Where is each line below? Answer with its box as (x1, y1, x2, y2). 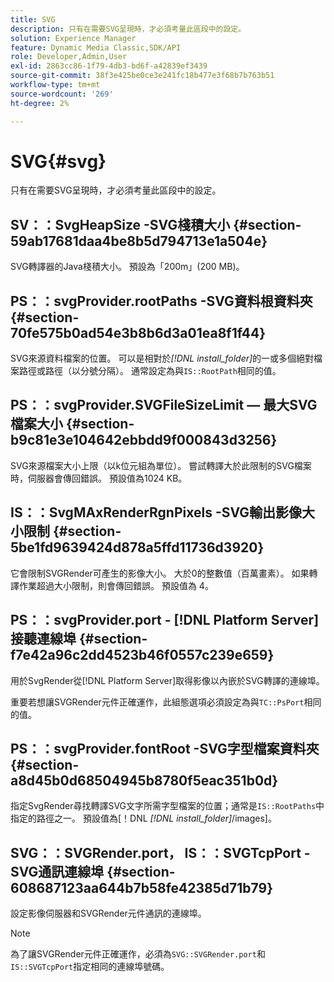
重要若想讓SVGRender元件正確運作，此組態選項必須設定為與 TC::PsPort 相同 (10, 696, 322, 708)
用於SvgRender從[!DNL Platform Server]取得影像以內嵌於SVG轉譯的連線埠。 (10, 674, 325, 686)
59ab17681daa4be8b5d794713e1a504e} (10, 232, 268, 250)
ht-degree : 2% (10, 98, 70, 108)
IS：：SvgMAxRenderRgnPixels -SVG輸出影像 (10, 504, 303, 521)
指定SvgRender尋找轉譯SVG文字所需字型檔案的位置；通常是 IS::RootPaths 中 (10, 800, 325, 812)
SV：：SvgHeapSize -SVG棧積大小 (10, 216, 231, 233)
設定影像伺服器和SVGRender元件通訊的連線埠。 (10, 907, 207, 920)
